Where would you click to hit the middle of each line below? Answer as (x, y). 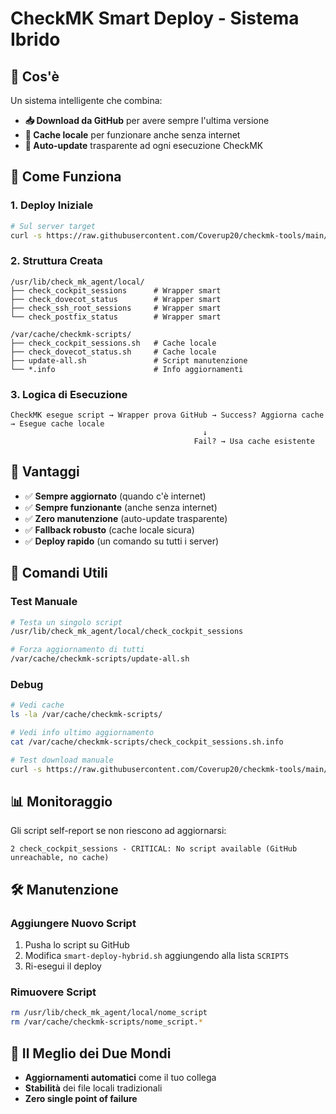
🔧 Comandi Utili (59, 573)
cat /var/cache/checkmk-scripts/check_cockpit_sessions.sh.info (147, 742)
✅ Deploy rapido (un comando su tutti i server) (122, 541)
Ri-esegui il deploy (63, 966)
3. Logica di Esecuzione (69, 394)
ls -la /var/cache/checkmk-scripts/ (86, 715)
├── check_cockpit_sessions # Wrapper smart (116, 290)
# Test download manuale (62, 760)
